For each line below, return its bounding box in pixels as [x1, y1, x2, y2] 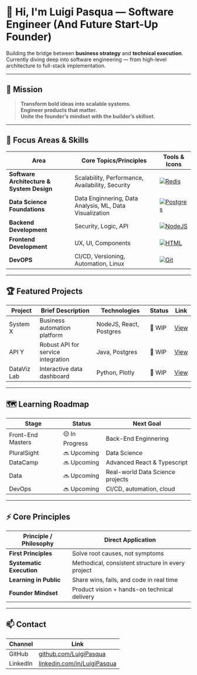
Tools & [163, 153, 185, 161]
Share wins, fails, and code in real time [72, 576, 178, 583]
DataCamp [9, 458, 39, 467]
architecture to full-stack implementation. [6, 62, 106, 69]
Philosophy [21, 539, 54, 548]
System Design [9, 184, 53, 193]
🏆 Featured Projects [6, 286, 83, 296]
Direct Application [104, 536, 157, 544]
